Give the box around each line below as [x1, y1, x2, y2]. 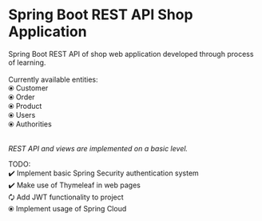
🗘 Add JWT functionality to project [8, 192, 124, 202]
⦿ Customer [8, 82, 49, 93]
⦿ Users [8, 110, 36, 119]
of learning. [8, 58, 46, 67]
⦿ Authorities [8, 119, 52, 129]
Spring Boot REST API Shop [8, 6, 193, 24]
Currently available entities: [8, 74, 98, 84]
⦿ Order [8, 92, 35, 102]
